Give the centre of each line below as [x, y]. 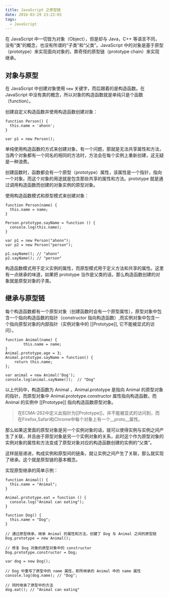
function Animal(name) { [31, 340]
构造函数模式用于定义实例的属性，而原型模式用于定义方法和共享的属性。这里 [84, 268]
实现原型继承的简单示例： [32, 470]
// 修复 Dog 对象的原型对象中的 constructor [48, 548]
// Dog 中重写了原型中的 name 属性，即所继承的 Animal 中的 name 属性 [73, 571]
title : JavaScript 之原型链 [33, 10]
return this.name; [33, 362]
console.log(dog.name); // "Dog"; [41, 575]
